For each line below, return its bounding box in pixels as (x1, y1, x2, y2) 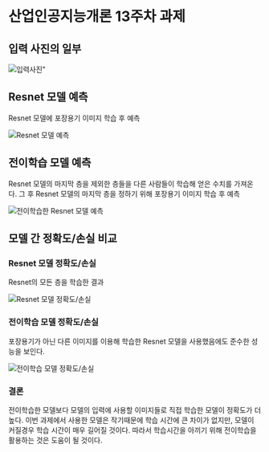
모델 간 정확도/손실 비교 (8, 232, 118, 246)
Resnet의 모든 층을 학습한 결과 (8, 278, 104, 287)
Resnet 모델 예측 (8, 90, 88, 104)
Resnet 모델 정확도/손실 (8, 258, 96, 269)
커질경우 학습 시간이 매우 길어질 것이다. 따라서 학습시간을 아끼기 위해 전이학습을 (8, 425, 257, 434)
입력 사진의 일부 (8, 42, 82, 55)
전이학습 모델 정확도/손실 (8, 316, 99, 328)
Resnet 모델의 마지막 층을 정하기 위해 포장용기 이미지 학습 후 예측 (35, 189, 241, 198)
